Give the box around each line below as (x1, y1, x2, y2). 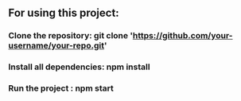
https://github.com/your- (132, 30, 233, 41)
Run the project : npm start (8, 83, 114, 94)
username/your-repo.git (8, 40, 105, 51)
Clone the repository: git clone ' (8, 30, 134, 41)
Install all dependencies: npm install (8, 61, 150, 72)
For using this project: (8, 6, 119, 20)
